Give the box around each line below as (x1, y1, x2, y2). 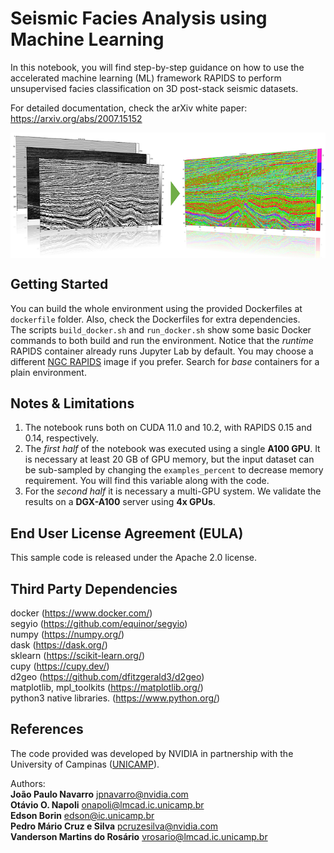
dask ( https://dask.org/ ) (10, 639, 108, 651)
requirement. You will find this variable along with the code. (24, 475, 270, 487)
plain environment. (10, 366, 87, 378)
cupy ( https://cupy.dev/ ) (10, 660, 110, 672)
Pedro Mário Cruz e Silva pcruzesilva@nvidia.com (10, 820, 219, 832)
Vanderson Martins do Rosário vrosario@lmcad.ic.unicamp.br (10, 830, 268, 842)
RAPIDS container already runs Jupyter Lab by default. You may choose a (10, 345, 314, 357)
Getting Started (10, 276, 109, 293)
